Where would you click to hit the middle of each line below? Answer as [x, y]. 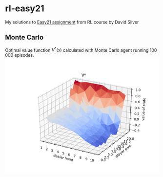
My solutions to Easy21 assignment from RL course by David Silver [72, 22]
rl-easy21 [25, 9]
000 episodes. [20, 55]
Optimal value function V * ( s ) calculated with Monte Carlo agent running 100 [81, 49]
